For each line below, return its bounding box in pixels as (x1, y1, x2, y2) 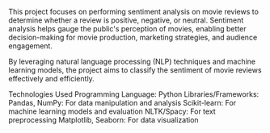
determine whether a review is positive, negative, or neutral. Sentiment (8, 15, 244, 25)
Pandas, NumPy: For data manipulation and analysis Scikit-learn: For (8, 98, 237, 107)
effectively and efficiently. (8, 74, 95, 83)
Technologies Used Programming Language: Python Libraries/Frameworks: (8, 89, 259, 99)
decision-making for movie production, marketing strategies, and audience (8, 32, 258, 42)
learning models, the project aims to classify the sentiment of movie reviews (8, 65, 262, 75)
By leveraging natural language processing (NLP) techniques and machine (8, 56, 256, 66)
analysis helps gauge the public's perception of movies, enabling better (8, 24, 247, 33)
